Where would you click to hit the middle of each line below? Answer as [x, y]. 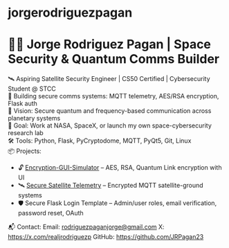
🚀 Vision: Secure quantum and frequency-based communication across [110, 111]
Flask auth [22, 104]
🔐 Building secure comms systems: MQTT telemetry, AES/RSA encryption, [113, 96]
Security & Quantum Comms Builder [114, 59]
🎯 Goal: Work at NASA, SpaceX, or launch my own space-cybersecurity [110, 125]
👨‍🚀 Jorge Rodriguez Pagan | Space [110, 45]
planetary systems [34, 118]
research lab [26, 133]
